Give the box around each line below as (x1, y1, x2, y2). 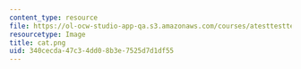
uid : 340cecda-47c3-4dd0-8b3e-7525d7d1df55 (9, 47, 175, 56)
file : (9, 22, 30, 30)
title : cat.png (9, 38, 66, 47)
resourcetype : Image (9, 30, 87, 39)
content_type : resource (9, 13, 99, 22)
